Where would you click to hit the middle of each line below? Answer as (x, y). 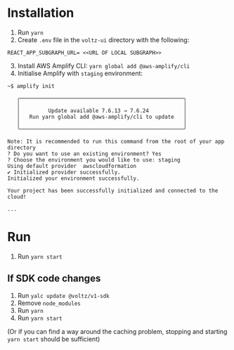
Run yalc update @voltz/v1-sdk (64, 295)
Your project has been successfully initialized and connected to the (113, 190)
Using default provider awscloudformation (72, 166)
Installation (41, 13)
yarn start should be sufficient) (54, 339)
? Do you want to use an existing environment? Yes (84, 154)
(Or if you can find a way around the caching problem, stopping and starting (117, 331)
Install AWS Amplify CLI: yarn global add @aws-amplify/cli (104, 65)
